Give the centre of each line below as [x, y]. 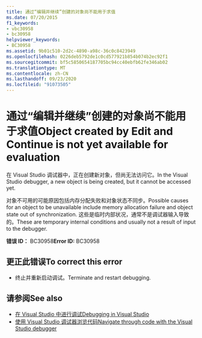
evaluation [33, 158]
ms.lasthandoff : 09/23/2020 [41, 79]
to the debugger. [27, 228]
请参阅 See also [35, 299]
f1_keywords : [23, 23]
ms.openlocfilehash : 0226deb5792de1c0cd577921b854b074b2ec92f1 [87, 57]
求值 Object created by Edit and [95, 132]
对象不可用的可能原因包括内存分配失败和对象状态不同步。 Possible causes [97, 200]
